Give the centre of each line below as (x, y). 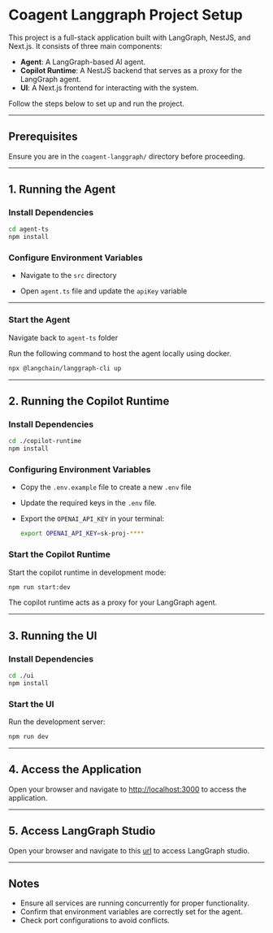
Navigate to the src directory (68, 276)
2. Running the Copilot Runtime (89, 401)
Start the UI (31, 704)
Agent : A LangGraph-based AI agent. (83, 62)
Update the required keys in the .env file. (88, 503)
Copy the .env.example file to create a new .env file (106, 487)
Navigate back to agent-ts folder (63, 337)
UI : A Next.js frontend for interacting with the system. (109, 88)
